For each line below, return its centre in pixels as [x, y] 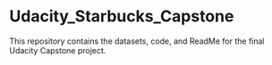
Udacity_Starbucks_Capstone [122, 16]
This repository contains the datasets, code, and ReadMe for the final [137, 41]
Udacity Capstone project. [58, 50]
